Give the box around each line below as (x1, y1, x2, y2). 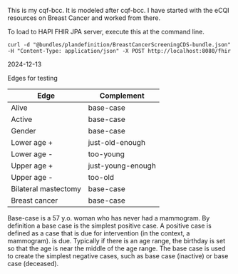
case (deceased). (7, 260, 59, 268)
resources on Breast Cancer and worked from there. (7, 14, 161, 22)
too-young (88, 149, 125, 159)
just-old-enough (88, 138, 146, 147)
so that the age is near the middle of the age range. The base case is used (7, 244, 226, 253)
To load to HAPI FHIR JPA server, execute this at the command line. (7, 28, 205, 36)
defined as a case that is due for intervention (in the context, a (7, 229, 190, 238)
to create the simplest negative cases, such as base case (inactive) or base (7, 252, 229, 260)
